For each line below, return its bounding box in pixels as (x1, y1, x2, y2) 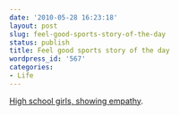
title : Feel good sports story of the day (9, 46, 170, 55)
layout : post (9, 21, 58, 30)
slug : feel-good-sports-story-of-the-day (9, 29, 166, 38)
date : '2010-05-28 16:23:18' (9, 12, 118, 22)
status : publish (9, 37, 70, 47)
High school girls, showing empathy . (9, 95, 143, 106)
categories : (9, 63, 54, 72)
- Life (9, 71, 34, 80)
